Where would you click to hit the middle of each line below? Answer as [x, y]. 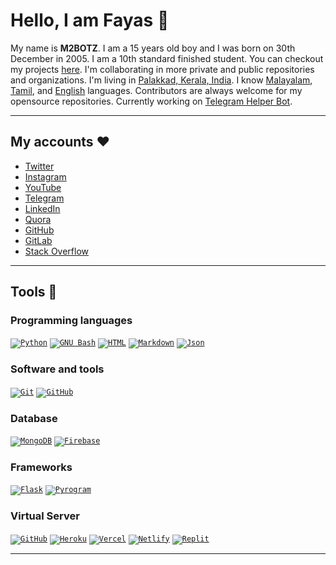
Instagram [45, 176]
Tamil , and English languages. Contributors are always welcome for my [156, 90]
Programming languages [71, 321]
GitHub [39, 230]
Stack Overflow [57, 251]
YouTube [43, 187]
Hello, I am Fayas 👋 [90, 20]
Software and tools [57, 369]
